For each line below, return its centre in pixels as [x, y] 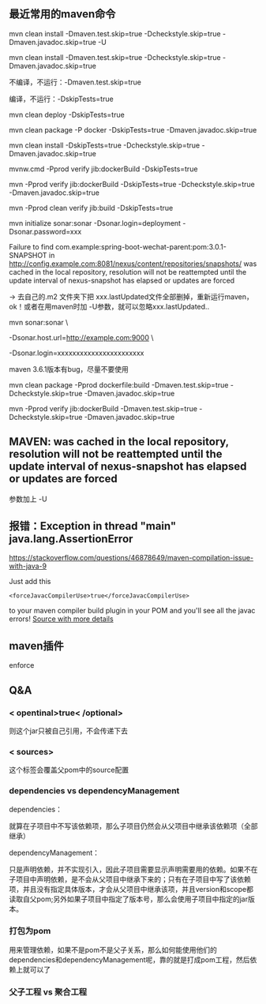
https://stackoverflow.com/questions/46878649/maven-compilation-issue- [131, 558]
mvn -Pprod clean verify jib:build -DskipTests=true [91, 208]
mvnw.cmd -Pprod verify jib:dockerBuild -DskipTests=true [103, 169]
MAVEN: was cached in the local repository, [119, 442]
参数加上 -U [28, 499]
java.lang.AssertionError [71, 539]
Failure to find [32, 246]
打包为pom [30, 931]
